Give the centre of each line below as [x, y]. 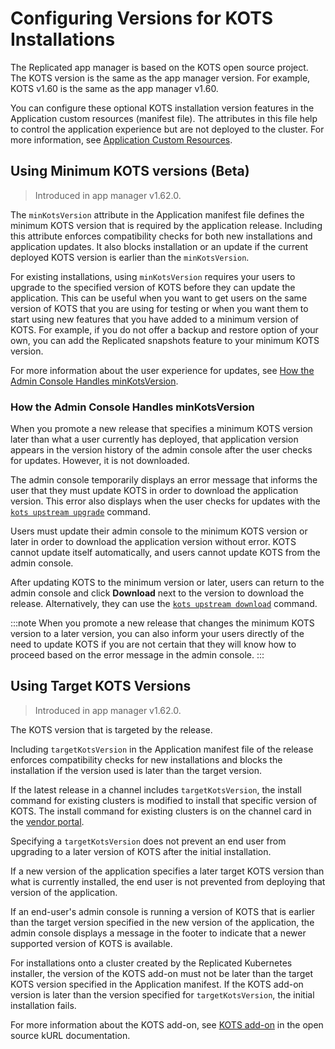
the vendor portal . [47, 821]
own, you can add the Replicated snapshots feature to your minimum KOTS [165, 340]
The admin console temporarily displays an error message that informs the [164, 480]
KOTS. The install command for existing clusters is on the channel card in [161, 811]
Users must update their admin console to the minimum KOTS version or [159, 531]
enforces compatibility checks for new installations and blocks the [146, 759]
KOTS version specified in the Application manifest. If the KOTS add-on [157, 984]
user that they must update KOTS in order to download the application [154, 491]
